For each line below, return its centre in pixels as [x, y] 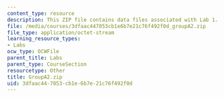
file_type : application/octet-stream [61, 32]
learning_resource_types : [44, 39]
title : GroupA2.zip [35, 77]
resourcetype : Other [37, 70]
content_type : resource [41, 13]
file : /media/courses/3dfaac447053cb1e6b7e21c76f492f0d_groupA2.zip [107, 26]
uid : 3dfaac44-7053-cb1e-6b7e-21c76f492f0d [70, 83]
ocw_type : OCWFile [33, 52]
